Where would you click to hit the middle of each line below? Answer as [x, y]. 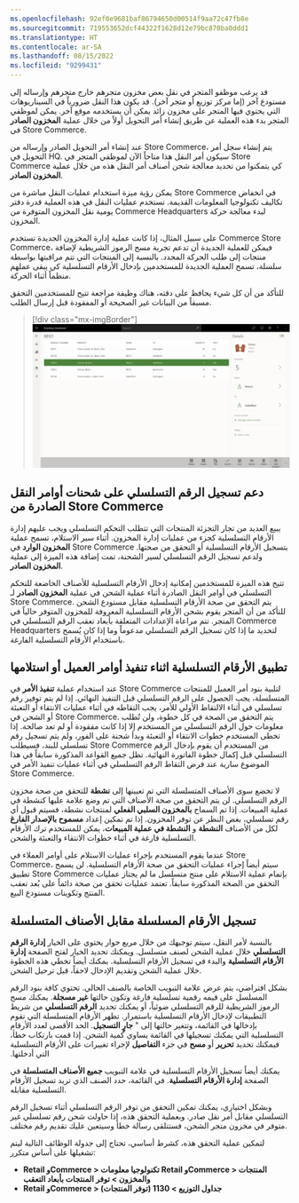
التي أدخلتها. [30, 1054]
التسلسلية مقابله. [39, 1090]
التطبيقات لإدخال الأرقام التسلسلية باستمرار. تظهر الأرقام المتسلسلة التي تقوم [138, 1016]
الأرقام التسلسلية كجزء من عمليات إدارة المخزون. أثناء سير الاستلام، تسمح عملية [142, 537]
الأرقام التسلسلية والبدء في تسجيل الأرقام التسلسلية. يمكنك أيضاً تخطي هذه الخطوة [147, 961]
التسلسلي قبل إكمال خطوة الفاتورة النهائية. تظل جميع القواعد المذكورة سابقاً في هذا [149, 755]
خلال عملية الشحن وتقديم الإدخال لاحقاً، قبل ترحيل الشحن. [106, 970]
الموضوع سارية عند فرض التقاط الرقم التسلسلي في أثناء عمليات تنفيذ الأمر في [140, 764]
